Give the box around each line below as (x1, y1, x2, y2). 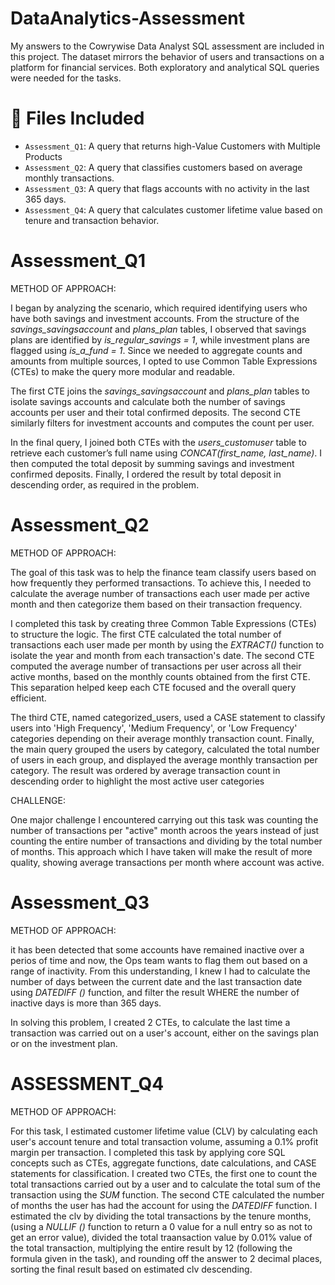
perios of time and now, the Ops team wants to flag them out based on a (10, 954, 308, 966)
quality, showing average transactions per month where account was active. (10, 856, 325, 868)
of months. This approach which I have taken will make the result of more (10, 845, 313, 857)
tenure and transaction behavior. (24, 214, 160, 226)
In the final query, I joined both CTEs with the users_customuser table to (10, 436, 307, 448)
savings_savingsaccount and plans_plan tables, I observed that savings (10, 323, 307, 335)
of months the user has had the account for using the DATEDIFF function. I (10, 1199, 318, 1211)
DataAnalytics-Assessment (10, 7, 245, 30)
